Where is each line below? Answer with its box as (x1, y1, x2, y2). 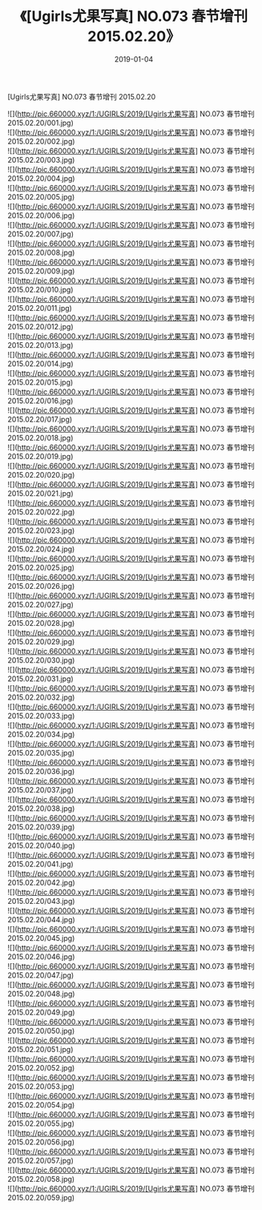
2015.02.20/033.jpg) (7, 711, 75, 720)
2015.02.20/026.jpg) (7, 581, 75, 591)
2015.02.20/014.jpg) (7, 358, 74, 369)
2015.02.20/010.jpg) (7, 284, 74, 294)
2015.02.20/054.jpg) (7, 1099, 75, 1110)
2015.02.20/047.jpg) (7, 970, 75, 980)
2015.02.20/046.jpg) (7, 951, 75, 962)
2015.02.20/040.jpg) (7, 841, 75, 850)
